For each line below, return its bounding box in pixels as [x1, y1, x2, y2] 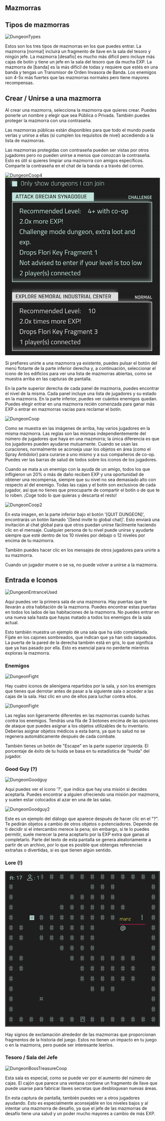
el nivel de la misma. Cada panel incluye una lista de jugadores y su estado [5, 391, 157, 396]
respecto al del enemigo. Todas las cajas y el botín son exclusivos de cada [5, 482, 156, 487]
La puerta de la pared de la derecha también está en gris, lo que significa [5, 639, 153, 645]
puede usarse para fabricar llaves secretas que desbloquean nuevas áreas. [5, 1085, 158, 1091]
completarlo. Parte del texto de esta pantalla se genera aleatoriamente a [5, 837, 151, 843]
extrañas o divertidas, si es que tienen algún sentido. [5, 847, 112, 853]
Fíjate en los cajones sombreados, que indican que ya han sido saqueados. [5, 634, 157, 640]
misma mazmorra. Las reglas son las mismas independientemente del [5, 430, 146, 436]
